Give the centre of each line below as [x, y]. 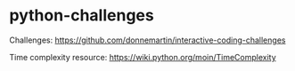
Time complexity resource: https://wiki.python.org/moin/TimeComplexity [143, 57]
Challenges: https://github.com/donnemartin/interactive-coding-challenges [147, 40]
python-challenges [82, 16]
